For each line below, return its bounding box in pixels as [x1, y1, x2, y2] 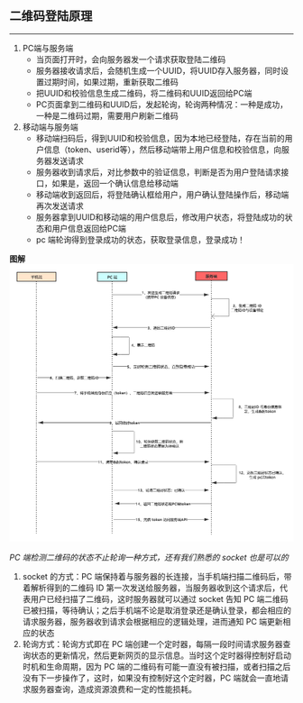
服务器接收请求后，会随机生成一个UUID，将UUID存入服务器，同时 [35, 65, 281, 76]
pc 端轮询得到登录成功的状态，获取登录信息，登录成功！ [35, 233, 246, 245]
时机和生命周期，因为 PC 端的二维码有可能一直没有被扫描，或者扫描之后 [22, 662, 291, 672]
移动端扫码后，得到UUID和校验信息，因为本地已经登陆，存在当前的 [35, 132, 286, 143]
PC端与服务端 [22, 42, 74, 53]
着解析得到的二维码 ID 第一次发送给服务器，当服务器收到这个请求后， [22, 582, 280, 593]
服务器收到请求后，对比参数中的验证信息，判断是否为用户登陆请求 [35, 166, 281, 178]
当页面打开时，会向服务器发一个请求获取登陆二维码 [35, 53, 226, 65]
